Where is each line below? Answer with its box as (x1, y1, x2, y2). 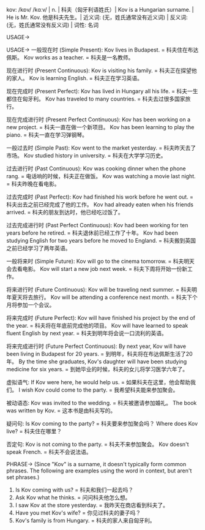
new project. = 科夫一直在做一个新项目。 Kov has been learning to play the (6, 124, 195, 131)
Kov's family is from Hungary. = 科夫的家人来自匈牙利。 (15, 517, 155, 524)
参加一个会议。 (17, 301, 55, 308)
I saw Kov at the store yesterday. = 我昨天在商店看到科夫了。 (15, 502, 169, 509)
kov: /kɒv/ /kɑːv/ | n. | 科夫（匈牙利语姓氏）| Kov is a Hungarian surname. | (6, 6, 194, 13)
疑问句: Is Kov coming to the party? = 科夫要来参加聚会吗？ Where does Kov (6, 420, 198, 427)
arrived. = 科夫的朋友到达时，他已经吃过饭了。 (6, 208, 124, 216)
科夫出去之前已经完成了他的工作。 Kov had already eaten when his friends (6, 201, 194, 208)
